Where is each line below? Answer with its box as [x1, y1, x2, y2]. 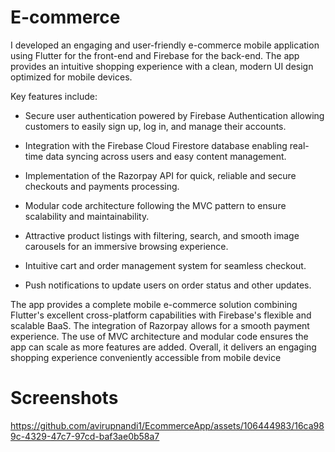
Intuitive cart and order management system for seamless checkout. [24, 259, 307, 271]
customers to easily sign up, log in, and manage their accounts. [24, 120, 287, 132]
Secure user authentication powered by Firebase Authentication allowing [24, 109, 325, 121]
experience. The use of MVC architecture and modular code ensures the [10, 330, 309, 342]
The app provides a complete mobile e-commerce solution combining [10, 298, 298, 310]
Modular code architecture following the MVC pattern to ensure [24, 199, 287, 211]
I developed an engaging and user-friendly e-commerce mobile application [10, 39, 320, 51]
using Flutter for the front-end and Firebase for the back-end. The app [10, 49, 300, 61]
